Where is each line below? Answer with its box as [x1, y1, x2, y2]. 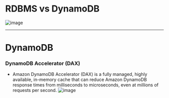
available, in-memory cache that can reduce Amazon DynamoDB [12, 76, 147, 83]
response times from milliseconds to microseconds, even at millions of [12, 82, 159, 88]
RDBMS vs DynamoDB [5, 3, 100, 15]
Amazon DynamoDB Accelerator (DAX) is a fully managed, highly [12, 71, 147, 77]
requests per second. [12, 87, 57, 93]
